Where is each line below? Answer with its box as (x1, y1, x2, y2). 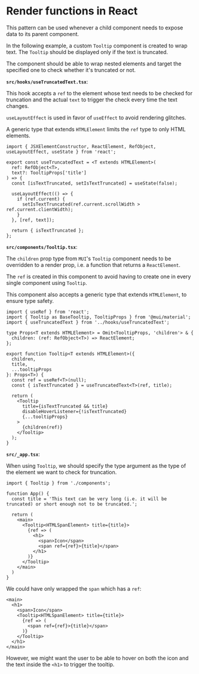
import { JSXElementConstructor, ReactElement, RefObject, (6, 143, 157, 149)
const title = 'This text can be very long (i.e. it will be (11, 496, 167, 502)
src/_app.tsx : (6, 450, 40, 458)
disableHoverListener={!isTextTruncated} (22, 408, 127, 414)
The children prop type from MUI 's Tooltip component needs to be (6, 255, 172, 262)
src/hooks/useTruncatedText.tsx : (6, 78, 88, 85)
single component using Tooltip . (6, 279, 87, 286)
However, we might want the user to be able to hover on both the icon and (6, 654, 189, 661)
